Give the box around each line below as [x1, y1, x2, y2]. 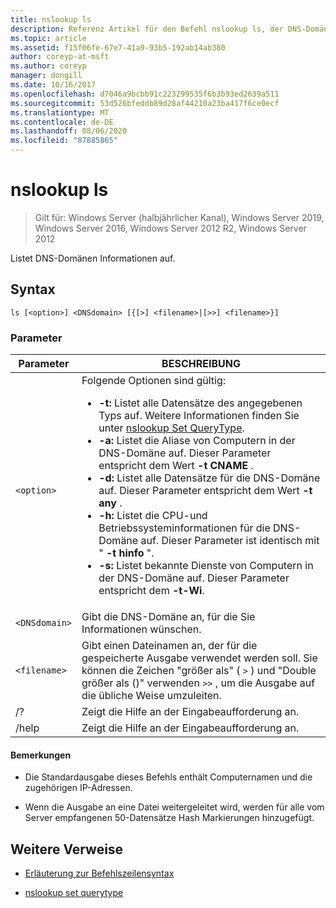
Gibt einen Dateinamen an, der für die [81, 639, 258, 653]
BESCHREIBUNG [161, 357, 241, 371]
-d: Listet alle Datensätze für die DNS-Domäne [98, 471, 321, 485]
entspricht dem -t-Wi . [98, 584, 205, 598]
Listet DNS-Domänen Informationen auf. [10, 252, 176, 264]
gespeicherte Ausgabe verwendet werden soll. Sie [81, 651, 318, 665]
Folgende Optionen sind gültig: [81, 374, 227, 388]
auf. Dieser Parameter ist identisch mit [140, 534, 320, 548]
